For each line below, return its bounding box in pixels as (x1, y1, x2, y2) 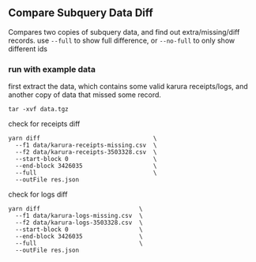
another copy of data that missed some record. (8, 90, 162, 99)
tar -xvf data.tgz (8, 106, 69, 114)
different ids (8, 43, 47, 54)
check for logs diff (8, 189, 68, 200)
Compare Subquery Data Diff (8, 6, 154, 20)
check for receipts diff (8, 119, 81, 129)
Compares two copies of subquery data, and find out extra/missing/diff (8, 27, 240, 36)
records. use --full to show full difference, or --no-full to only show (8, 36, 235, 45)
